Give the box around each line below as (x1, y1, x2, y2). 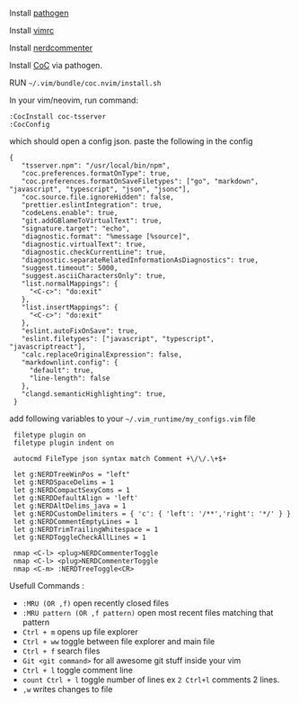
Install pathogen (9, 8, 69, 18)
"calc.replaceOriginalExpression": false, (21, 350, 182, 359)
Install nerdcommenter (9, 42, 92, 53)
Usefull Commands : (9, 581, 85, 590)
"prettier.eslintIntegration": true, (21, 201, 163, 210)
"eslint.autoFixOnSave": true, (21, 327, 139, 336)
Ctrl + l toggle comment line (22, 665, 133, 675)
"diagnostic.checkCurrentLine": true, (21, 248, 167, 257)
